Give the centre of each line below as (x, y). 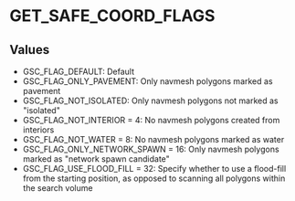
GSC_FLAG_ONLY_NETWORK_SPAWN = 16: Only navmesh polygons (151, 149)
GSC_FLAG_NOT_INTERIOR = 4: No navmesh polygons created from (151, 120)
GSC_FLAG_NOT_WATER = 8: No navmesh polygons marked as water (153, 139)
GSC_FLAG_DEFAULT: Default (79, 71)
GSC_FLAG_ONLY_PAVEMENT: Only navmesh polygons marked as (147, 81)
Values (30, 50)
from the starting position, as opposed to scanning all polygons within (154, 178)
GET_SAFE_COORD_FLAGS (112, 16)
